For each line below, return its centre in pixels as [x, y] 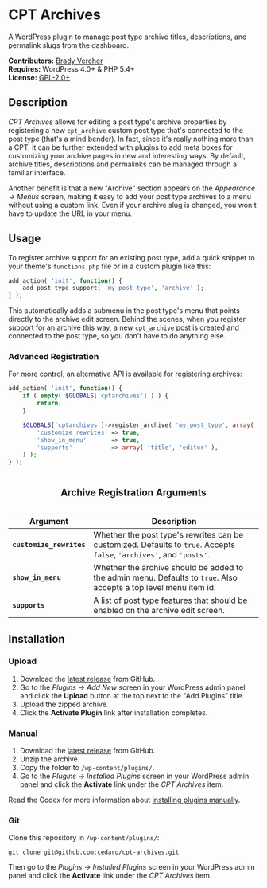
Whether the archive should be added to [168, 568]
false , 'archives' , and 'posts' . [152, 555]
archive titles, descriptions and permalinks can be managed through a [122, 164]
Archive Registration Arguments [133, 493]
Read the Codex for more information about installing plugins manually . [124, 800]
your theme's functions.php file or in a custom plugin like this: [110, 266]
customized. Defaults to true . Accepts [164, 545]
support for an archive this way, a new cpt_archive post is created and [124, 327]
